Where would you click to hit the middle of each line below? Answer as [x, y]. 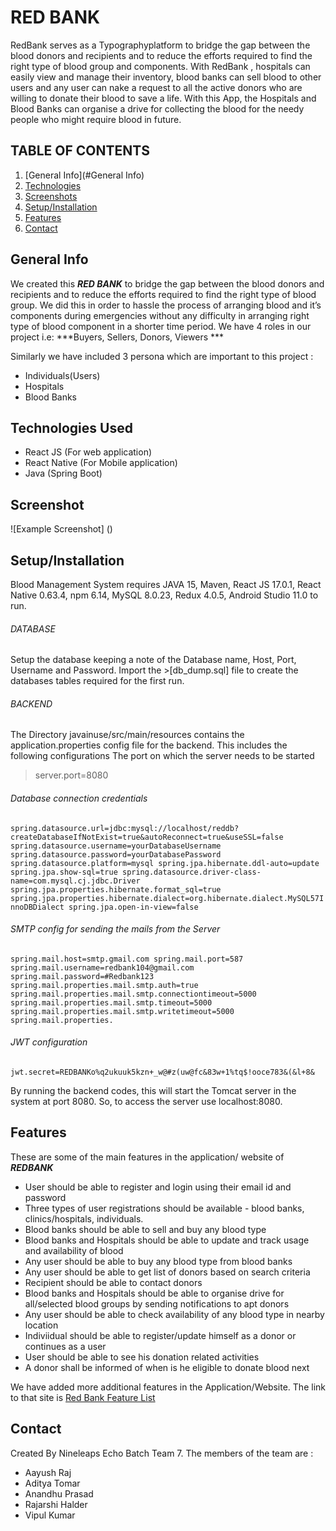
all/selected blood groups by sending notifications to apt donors [157, 1303]
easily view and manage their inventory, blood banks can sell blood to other [166, 77]
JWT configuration [49, 1042]
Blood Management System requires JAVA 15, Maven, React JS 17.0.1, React [166, 584]
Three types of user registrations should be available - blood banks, [164, 1208]
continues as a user [65, 1346]
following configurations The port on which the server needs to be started [162, 756]
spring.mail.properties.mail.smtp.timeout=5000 [111, 1002]
